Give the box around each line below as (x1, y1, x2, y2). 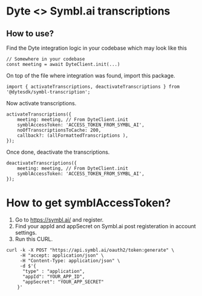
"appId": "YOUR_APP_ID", (22, 274, 85, 280)
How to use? (6, 28, 54, 39)
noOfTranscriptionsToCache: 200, (17, 127, 102, 133)
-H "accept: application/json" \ (19, 252, 104, 258)
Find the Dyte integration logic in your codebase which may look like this (6, 44, 187, 51)
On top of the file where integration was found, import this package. (6, 72, 175, 79)
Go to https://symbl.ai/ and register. (15, 216, 104, 223)
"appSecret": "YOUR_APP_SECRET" (22, 278, 104, 285)
